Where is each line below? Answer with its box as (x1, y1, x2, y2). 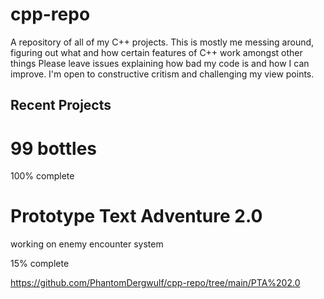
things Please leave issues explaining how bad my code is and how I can (10, 57, 310, 69)
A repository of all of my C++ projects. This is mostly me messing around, (10, 36, 315, 48)
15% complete (10, 258, 70, 270)
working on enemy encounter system (10, 238, 164, 250)
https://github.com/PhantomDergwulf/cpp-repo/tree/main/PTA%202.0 (10, 277, 301, 289)
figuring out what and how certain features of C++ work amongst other (10, 46, 303, 58)
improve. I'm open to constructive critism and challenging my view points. (10, 68, 315, 80)
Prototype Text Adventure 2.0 (10, 205, 263, 228)
